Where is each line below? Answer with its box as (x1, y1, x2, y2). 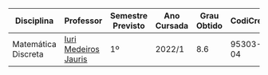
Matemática (12, 39, 57, 49)
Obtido (195, 20, 223, 31)
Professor (64, 15, 103, 26)
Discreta (12, 49, 44, 59)
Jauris (64, 53, 88, 65)
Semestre (110, 10, 148, 21)
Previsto (112, 20, 145, 31)
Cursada (155, 20, 189, 31)
